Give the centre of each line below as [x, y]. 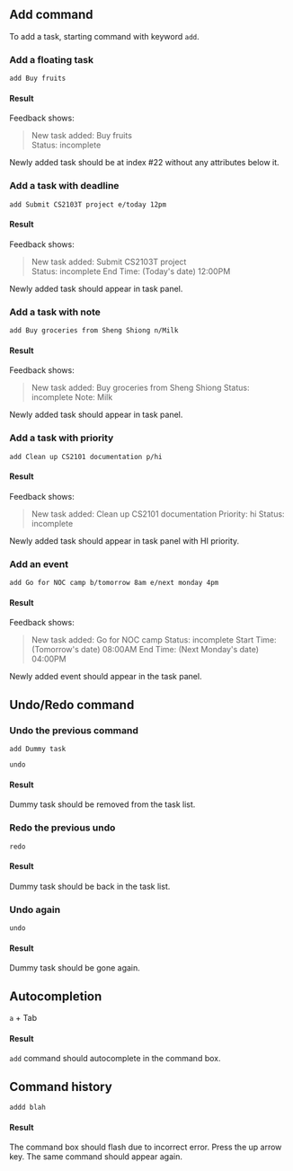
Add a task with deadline [64, 186]
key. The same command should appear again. [96, 1157]
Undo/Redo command [72, 705]
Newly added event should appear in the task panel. [106, 677]
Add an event [39, 563]
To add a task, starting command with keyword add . [104, 36]
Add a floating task [52, 59]
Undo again [35, 909]
